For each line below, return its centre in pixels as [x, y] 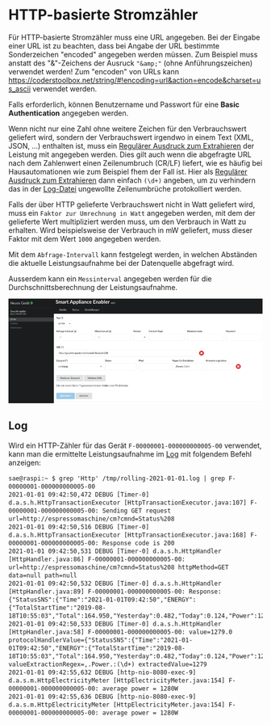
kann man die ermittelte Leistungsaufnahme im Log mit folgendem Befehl [130, 453]
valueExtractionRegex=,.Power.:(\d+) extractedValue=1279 [108, 664]
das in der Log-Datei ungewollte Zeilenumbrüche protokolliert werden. [125, 188]
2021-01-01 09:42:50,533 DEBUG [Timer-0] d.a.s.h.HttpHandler [115, 624]
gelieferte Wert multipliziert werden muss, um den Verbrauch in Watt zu [127, 221]
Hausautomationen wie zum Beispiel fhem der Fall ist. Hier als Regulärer [128, 171]
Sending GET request [137, 511]
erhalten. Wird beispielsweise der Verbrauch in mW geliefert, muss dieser [131, 230]
